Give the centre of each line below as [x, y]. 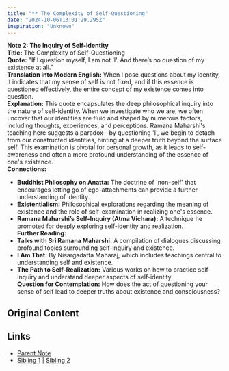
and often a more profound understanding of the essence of [124, 155]
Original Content [43, 313]
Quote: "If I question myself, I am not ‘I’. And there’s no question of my [106, 60]
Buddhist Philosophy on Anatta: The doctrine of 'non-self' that [106, 183]
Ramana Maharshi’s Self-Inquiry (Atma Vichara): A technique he [110, 219]
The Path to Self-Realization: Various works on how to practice [107, 270]
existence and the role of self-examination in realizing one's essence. [115, 212]
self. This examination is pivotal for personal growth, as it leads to [99, 147]
